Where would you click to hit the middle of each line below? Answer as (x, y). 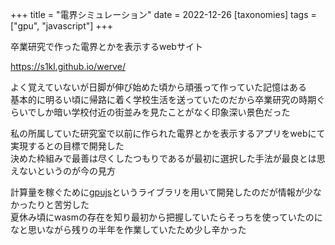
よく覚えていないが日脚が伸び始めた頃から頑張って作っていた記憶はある (158, 87)
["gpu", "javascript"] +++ (62, 26)
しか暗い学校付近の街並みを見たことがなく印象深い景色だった (163, 112)
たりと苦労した (58, 204)
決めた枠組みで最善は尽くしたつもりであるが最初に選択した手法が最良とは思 (168, 158)
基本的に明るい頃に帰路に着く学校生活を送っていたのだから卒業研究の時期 (163, 99)
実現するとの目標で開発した (67, 146)
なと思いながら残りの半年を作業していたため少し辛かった (128, 229)
